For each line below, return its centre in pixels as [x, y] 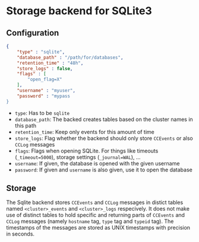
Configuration [33, 33]
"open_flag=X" [45, 79]
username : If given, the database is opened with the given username [97, 163]
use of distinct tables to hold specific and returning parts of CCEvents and [96, 215]
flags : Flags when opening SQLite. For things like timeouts [86, 151]
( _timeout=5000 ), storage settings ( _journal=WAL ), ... [78, 157]
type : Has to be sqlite [42, 113]
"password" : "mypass [43, 96]
